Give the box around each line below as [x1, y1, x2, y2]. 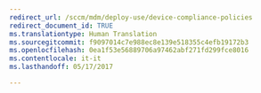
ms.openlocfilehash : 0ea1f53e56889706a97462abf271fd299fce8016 [9, 46, 249, 55]
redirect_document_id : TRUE [9, 21, 114, 30]
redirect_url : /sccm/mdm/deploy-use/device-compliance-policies [9, 12, 253, 22]
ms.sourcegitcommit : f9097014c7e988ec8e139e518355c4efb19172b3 [9, 37, 249, 47]
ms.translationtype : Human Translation [9, 29, 158, 38]
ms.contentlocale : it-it [9, 54, 102, 63]
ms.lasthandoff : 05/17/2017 [9, 63, 114, 72]
